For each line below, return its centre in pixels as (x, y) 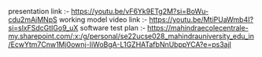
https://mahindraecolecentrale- (198, 28)
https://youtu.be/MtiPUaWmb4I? (201, 20)
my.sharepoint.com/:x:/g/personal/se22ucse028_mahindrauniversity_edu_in (131, 36)
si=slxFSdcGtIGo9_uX (43, 28)
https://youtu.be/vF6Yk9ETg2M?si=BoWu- (140, 11)
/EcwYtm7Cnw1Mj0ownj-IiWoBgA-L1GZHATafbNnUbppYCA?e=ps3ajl (120, 45)
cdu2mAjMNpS (33, 20)
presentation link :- (39, 11)
